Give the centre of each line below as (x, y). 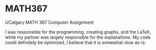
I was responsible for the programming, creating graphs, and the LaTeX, (78, 32)
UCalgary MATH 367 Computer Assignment (49, 22)
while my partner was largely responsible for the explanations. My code (78, 37)
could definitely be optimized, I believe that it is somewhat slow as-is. (76, 42)
